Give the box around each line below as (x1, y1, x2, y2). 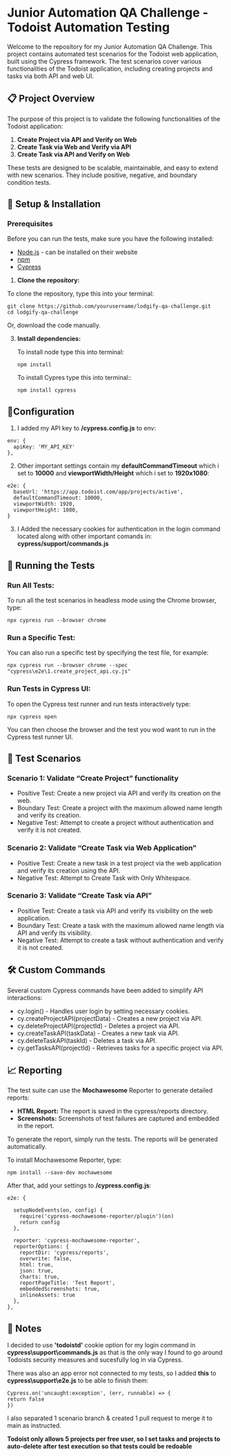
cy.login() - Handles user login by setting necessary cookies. (17, 1007, 190, 1015)
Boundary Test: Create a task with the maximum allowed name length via (17, 921, 224, 929)
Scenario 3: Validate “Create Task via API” (7, 891, 152, 900)
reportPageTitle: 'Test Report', (19, 1280, 116, 1286)
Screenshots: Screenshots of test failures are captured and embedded (17, 1114, 219, 1122)
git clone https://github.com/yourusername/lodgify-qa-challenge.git (7, 303, 212, 310)
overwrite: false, (19, 1255, 72, 1262)
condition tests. (7, 178, 52, 186)
